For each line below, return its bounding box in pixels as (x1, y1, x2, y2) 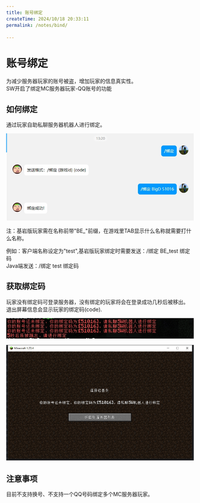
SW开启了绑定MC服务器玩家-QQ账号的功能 (6, 85, 112, 92)
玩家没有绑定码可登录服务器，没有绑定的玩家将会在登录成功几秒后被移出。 (6, 298, 189, 305)
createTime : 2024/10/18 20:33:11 (6, 15, 89, 22)
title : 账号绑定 (6, 10, 43, 15)
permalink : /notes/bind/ (6, 22, 68, 28)
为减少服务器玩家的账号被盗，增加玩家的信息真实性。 (6, 77, 137, 85)
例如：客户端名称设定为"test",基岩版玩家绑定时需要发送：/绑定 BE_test (6, 247, 179, 254)
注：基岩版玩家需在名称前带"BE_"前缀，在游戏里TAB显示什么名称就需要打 (6, 227, 186, 234)
